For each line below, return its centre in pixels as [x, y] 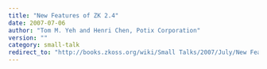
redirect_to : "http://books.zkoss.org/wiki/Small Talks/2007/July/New [128, 52]
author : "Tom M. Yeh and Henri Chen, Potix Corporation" [104, 30]
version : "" [28, 38]
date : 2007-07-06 [37, 23]
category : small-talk [44, 45]
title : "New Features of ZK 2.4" [64, 15]
